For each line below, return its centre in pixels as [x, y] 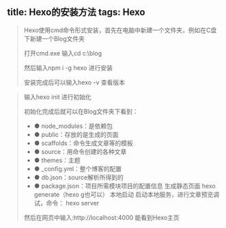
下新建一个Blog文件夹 [54, 38]
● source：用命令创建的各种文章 [80, 151]
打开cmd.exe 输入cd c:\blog [63, 53]
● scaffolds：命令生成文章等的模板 [83, 143]
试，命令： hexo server [67, 203]
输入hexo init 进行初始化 [58, 97]
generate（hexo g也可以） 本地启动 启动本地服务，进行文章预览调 [127, 194]
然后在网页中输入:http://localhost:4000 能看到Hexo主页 [101, 217]
